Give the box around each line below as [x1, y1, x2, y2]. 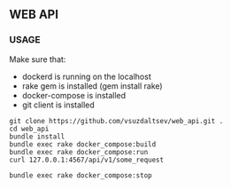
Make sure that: [9, 53, 66, 65]
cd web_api [9, 124, 50, 133]
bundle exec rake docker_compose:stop [9, 170, 152, 180]
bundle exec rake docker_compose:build [9, 139, 157, 149]
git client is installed [21, 99, 95, 110]
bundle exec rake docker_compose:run [9, 147, 149, 156]
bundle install [9, 132, 65, 141]
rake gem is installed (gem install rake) [21, 80, 163, 91]
